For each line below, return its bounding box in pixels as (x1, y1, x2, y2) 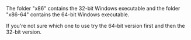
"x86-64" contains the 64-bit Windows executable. (6, 11, 130, 18)
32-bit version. (6, 28, 42, 35)
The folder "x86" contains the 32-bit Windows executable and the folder (6, 5, 180, 12)
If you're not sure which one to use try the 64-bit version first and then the (6, 23, 185, 29)
